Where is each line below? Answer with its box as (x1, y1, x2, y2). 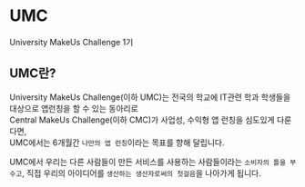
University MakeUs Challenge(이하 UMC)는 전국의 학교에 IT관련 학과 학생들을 (9, 92, 291, 103)
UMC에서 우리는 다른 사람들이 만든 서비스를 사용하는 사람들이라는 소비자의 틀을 (9, 156, 287, 167)
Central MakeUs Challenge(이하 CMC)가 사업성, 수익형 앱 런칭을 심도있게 (9, 114, 275, 125)
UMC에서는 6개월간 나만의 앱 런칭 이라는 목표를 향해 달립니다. (9, 137, 225, 148)
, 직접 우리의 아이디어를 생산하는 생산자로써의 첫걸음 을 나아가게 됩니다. (21, 167, 261, 178)
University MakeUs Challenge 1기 (9, 36, 134, 47)
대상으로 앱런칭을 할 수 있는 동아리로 (9, 103, 138, 113)
